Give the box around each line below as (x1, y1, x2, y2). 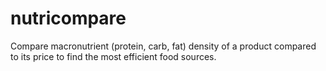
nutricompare (10, 7, 127, 30)
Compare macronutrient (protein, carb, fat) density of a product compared (10, 40, 317, 52)
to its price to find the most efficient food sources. (10, 50, 217, 62)
